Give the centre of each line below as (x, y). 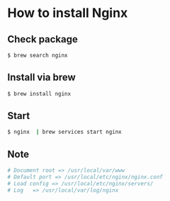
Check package (42, 39)
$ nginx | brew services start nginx (64, 132)
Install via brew (41, 77)
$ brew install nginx (39, 93)
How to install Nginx (68, 13)
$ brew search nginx (38, 55)
